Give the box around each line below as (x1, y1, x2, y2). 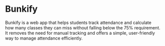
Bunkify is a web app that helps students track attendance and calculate (5, 20, 152, 25)
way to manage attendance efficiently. (5, 35, 83, 41)
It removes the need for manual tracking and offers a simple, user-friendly (5, 30, 155, 36)
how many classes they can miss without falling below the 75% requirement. (5, 24, 161, 30)
